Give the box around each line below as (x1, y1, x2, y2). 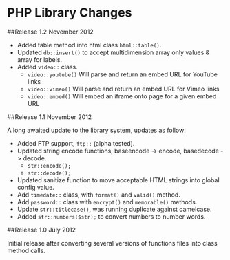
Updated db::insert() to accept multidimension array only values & (17, 48, 210, 56)
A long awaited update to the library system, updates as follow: (7, 126, 186, 134)
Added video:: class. (17, 63, 78, 71)
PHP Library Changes (7, 5, 132, 21)
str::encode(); (27, 162, 71, 169)
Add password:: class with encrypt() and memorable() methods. (17, 197, 198, 206)
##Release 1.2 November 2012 (7, 28, 94, 36)
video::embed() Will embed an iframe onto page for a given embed (27, 91, 217, 100)
